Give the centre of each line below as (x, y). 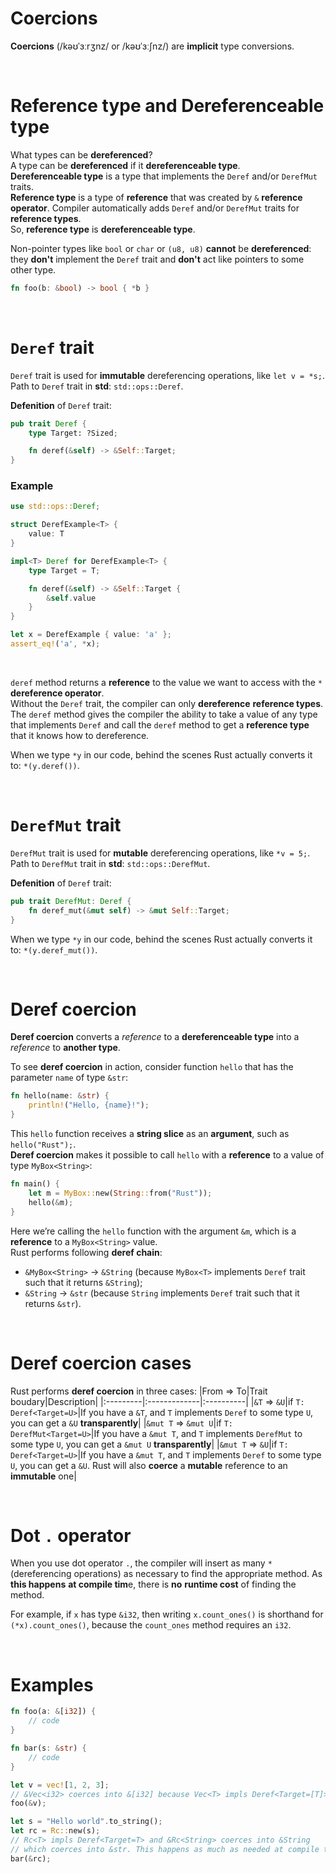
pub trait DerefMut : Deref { (71, 901)
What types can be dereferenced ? (81, 154)
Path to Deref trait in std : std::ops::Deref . (97, 386)
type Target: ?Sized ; (73, 433)
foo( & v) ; (28, 1803)
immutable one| (43, 1476)
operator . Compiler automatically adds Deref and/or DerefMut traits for (155, 208)
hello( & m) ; (51, 1202)
